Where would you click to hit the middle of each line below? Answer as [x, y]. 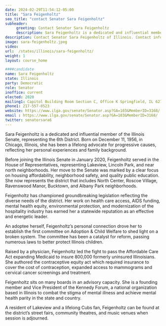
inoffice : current [24, 92]
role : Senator [20, 88]
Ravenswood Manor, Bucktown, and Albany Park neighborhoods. [71, 186]
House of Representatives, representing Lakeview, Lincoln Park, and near [80, 164]
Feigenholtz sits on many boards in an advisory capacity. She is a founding [81, 282]
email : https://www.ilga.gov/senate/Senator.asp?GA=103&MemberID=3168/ [82, 115]
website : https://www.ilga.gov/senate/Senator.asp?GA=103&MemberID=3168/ [83, 111]
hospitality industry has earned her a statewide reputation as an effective [80, 211]
